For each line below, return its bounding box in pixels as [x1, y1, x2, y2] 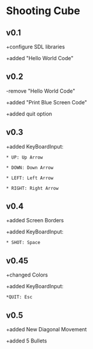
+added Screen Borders [6, 217, 64, 224]
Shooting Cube [6, 4, 81, 18]
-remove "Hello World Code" [6, 87, 75, 94]
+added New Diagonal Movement [6, 326, 87, 333]
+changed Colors [6, 271, 48, 278]
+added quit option [6, 110, 53, 117]
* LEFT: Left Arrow [6, 175, 54, 181]
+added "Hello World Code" [6, 55, 74, 61]
